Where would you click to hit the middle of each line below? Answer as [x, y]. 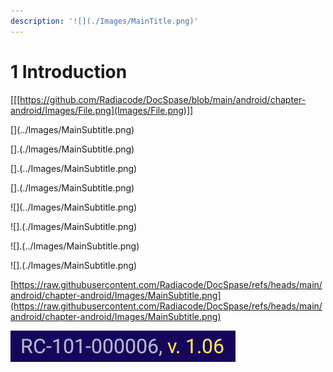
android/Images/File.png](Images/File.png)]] [102, 110]
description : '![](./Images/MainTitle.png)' [104, 21]
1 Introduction [69, 71]
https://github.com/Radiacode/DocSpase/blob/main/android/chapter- [163, 99]
